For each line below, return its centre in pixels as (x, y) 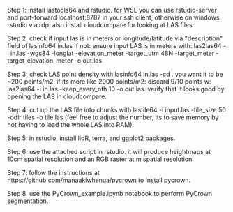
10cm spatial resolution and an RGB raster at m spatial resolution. (100, 159)
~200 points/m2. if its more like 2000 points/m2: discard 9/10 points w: (109, 82)
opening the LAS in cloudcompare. (57, 96)
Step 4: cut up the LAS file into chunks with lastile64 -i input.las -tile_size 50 (117, 110)
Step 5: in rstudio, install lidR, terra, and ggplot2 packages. (91, 138)
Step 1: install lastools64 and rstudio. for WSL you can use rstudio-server (112, 10)
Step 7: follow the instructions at (53, 173)
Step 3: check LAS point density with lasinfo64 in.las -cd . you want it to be (115, 74)
